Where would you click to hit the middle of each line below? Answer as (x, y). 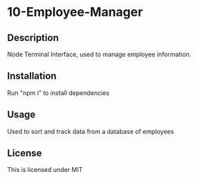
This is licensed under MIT (45, 170)
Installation (32, 76)
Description (33, 38)
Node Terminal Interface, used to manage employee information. (99, 54)
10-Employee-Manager (75, 12)
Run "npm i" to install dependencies (58, 93)
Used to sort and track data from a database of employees (91, 131)
